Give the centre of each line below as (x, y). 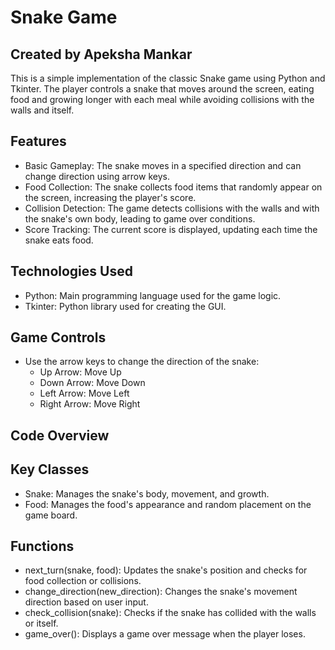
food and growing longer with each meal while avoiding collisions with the (162, 99)
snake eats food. (59, 240)
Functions (42, 546)
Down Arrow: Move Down (92, 383)
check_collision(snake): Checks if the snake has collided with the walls (170, 613)
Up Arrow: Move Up (80, 372)
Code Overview (60, 435)
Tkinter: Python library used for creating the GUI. (125, 306)
